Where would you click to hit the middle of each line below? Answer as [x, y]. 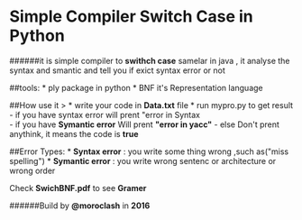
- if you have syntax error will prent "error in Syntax [105, 115]
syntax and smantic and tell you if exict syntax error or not [117, 70]
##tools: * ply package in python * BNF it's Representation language [136, 87]
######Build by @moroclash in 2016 [80, 206]
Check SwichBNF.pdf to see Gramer [78, 188]
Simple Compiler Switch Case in [132, 17]
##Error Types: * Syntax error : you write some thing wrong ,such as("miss [149, 151]
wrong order [32, 170]
